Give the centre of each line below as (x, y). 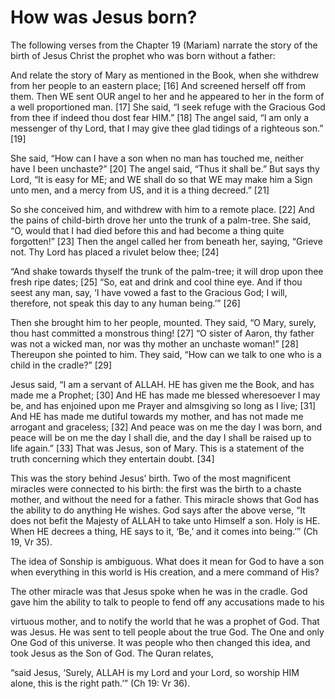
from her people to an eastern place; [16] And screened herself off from (158, 85)
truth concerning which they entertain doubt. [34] (112, 458)
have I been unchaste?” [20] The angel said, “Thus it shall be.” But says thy (165, 168)
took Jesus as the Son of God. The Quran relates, (112, 653)
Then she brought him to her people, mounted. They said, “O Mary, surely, (163, 322)
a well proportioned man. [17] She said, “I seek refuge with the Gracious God (168, 107)
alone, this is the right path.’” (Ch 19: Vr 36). (100, 683)
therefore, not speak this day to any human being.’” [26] (125, 303)
